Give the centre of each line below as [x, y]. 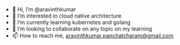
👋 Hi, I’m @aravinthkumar [44, 9]
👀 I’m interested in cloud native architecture [67, 16]
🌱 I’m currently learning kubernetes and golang [71, 22]
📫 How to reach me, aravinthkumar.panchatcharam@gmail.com [93, 36]
